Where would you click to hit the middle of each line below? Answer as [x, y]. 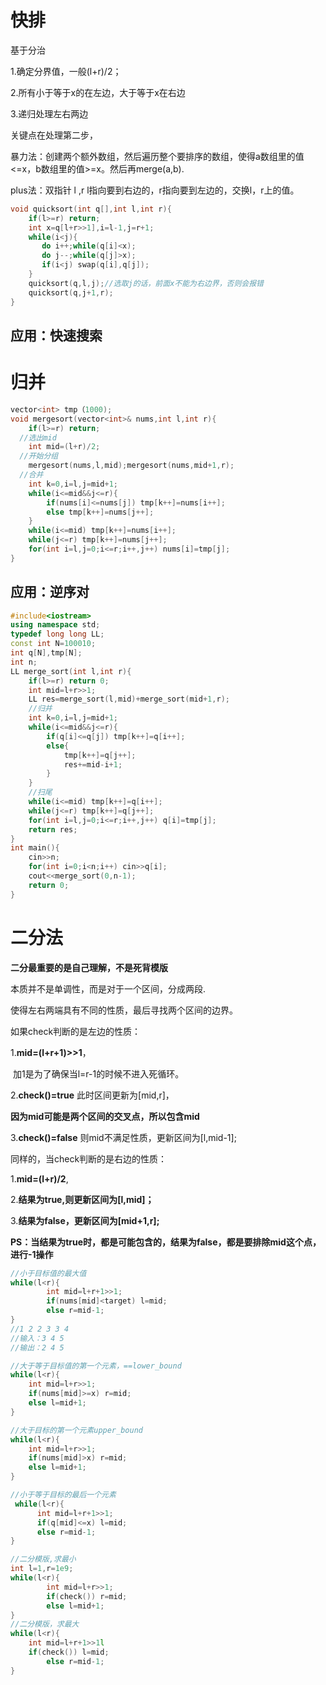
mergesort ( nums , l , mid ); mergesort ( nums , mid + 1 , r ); [131, 466]
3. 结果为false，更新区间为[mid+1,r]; [85, 1220]
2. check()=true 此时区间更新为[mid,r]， [92, 1095]
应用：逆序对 [50, 592]
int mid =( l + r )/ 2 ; [64, 447]
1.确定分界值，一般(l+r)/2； [66, 71]
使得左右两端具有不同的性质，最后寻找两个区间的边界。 [124, 1010]
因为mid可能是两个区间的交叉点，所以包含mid [105, 1116]
